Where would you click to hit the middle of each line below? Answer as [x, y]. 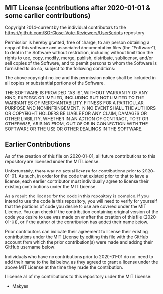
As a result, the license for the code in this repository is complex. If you [77, 196]
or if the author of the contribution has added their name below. [84, 222]
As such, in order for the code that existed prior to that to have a [83, 176]
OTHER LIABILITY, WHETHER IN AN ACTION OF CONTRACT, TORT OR [77, 118]
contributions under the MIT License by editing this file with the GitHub [77, 237]
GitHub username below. [30, 247]
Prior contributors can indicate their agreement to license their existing [77, 231]
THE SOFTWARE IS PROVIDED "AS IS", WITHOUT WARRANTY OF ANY [77, 92]
